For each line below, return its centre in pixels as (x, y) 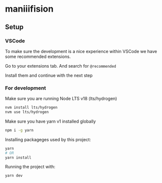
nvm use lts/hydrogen (27, 112)
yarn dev (14, 176)
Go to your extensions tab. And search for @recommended (61, 66)
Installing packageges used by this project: (48, 139)
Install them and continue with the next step (49, 75)
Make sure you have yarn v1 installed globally (51, 121)
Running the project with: (30, 167)
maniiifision (29, 9)
